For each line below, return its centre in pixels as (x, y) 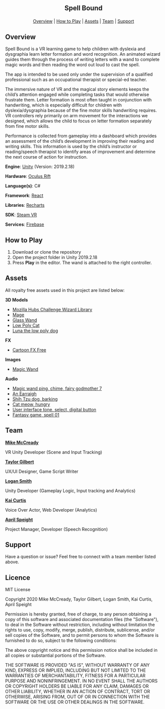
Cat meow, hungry (31, 404)
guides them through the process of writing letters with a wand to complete (82, 60)
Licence (18, 577)
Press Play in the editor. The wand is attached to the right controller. (82, 263)
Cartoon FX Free (29, 350)
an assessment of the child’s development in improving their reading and (80, 141)
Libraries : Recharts (25, 205)
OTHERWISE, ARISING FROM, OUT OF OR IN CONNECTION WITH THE (78, 697)
